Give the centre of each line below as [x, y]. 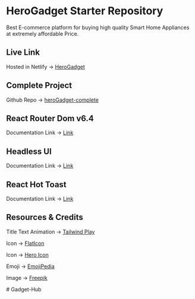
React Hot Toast [36, 185]
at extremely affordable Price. [43, 33]
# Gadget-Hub [24, 289]
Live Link [23, 53]
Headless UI [29, 151]
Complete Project [39, 85]
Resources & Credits [45, 217]
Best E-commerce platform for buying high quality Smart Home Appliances [98, 27]
